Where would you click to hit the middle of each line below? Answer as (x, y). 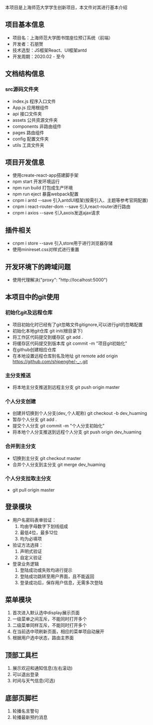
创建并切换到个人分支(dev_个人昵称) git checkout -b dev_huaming (80, 413)
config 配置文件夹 (30, 139)
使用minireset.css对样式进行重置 (46, 250)
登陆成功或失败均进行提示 (46, 570)
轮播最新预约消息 (30, 717)
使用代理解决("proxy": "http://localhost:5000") (60, 280)
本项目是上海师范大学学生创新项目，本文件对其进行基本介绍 (66, 7)
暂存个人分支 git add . (35, 419)
